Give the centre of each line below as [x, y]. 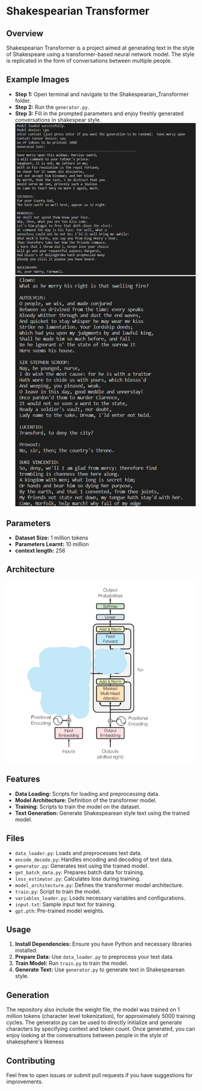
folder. [23, 100]
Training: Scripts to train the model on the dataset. [78, 806]
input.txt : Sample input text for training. [65, 904]
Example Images [38, 80]
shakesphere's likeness [35, 1042]
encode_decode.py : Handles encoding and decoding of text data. [94, 859]
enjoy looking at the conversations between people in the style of [87, 1035]
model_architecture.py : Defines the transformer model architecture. [99, 885]
